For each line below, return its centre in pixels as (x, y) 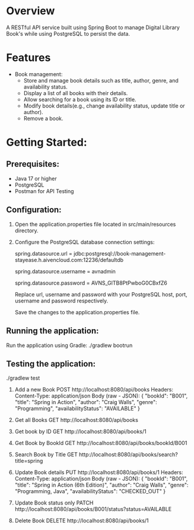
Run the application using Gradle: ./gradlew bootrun (69, 345)
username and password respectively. (61, 301)
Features (28, 58)
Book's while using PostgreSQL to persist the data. (68, 33)
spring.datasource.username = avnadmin (65, 271)
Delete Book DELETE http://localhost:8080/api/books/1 (82, 520)
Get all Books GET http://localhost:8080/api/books (76, 420)
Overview (31, 11)
